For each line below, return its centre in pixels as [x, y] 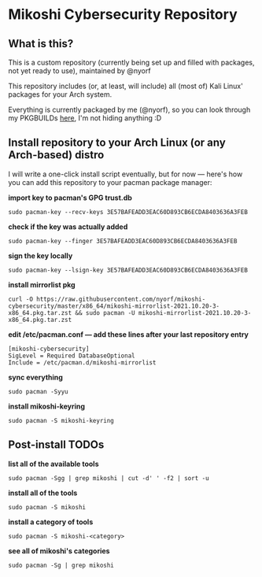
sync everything [35, 377]
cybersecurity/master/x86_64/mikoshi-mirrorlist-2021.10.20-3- [114, 306]
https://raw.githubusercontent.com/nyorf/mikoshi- [121, 299]
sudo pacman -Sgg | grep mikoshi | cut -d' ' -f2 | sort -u [109, 478]
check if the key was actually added [68, 227]
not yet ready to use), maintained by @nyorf [79, 71]
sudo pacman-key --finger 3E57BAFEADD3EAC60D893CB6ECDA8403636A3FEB [123, 241]
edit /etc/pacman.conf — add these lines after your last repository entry [129, 334]
